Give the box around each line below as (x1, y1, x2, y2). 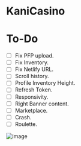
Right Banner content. (14, 100, 69, 107)
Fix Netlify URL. (14, 65, 54, 73)
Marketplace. (14, 107, 48, 114)
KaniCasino (6, 4, 65, 18)
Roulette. (14, 120, 38, 128)
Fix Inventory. (14, 59, 49, 66)
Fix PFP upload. (14, 52, 54, 59)
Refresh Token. (14, 86, 53, 93)
